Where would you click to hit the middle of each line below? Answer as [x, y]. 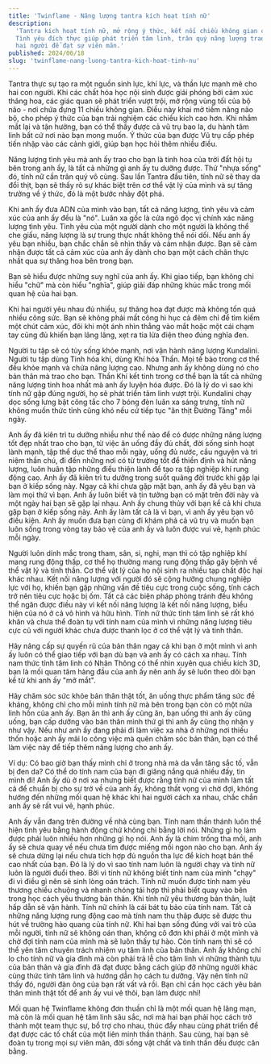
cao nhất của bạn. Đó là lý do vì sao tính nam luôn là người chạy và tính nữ [132, 864]
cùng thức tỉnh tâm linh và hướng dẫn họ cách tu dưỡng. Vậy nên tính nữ [128, 975]
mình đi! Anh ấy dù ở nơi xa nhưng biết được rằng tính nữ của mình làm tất [131, 780]
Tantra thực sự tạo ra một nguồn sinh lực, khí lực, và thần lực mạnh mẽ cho [133, 83]
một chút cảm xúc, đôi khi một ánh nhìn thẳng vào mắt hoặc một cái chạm [131, 326]
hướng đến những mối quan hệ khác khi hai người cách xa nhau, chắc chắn [133, 797]
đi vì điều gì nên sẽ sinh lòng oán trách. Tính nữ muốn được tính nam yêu [129, 881]
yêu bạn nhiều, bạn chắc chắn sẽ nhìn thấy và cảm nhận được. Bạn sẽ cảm [133, 244]
